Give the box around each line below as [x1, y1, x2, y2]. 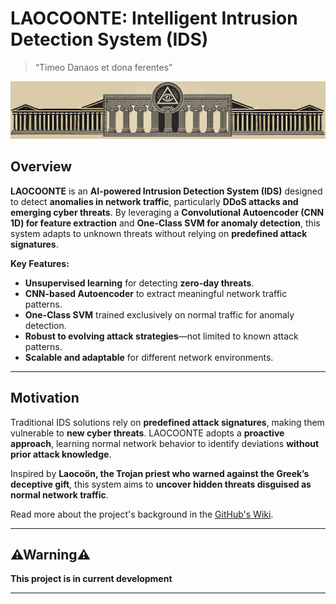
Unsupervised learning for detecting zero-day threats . [24, 277, 255, 289]
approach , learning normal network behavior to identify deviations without [10, 437, 320, 449]
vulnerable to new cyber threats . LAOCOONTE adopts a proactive [10, 427, 285, 439]
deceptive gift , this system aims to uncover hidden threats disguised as [10, 478, 312, 490]
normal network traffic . [10, 488, 109, 501]
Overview [10, 158, 73, 176]
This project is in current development [10, 573, 173, 585]
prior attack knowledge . [10, 448, 112, 460]
